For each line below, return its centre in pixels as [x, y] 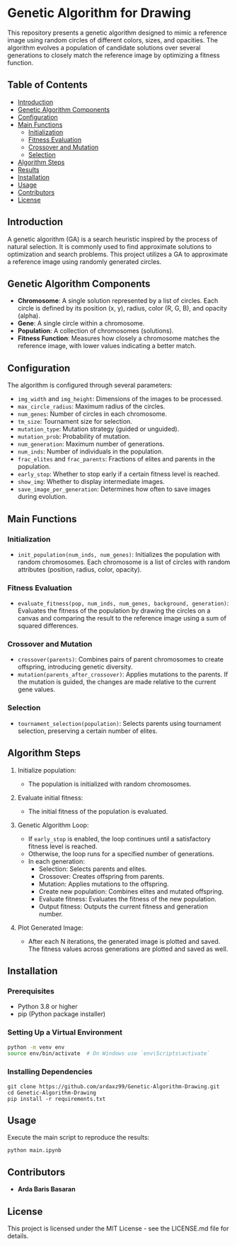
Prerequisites [31, 991]
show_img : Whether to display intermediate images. [91, 482]
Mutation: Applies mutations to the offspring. [104, 884]
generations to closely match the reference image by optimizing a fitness [114, 55]
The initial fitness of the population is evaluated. [98, 811]
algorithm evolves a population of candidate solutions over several [104, 47]
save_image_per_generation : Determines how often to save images [114, 489]
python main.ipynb [34, 1150]
